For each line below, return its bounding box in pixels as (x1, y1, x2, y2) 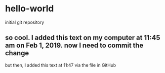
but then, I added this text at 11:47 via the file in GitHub (5, 62, 116, 68)
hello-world (5, 3, 54, 14)
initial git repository (5, 19, 44, 25)
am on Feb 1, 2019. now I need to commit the (5, 41, 144, 50)
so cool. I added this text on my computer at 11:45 (5, 34, 161, 42)
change (5, 49, 29, 57)
